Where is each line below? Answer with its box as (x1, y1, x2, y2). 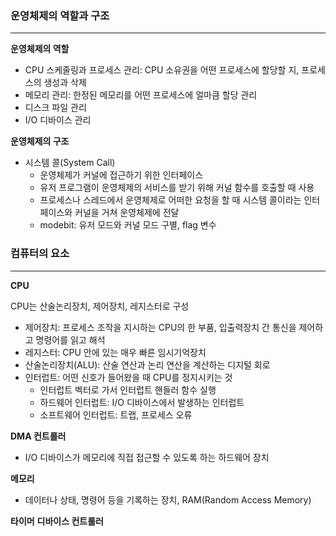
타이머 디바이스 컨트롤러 (10, 515, 104, 527)
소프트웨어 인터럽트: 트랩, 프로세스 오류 (39, 408, 193, 421)
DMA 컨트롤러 (10, 430, 67, 442)
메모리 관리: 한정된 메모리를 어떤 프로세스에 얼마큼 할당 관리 (24, 89, 258, 101)
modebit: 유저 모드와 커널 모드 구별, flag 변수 (39, 219, 217, 231)
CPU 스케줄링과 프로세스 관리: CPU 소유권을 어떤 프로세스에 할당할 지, (24, 64, 300, 76)
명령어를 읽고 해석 (35, 333, 106, 346)
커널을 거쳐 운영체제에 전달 (74, 207, 180, 219)
